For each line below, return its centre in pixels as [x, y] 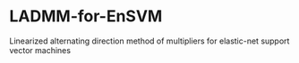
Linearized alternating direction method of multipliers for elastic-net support [149, 41]
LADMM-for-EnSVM [86, 16]
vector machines [40, 50]
